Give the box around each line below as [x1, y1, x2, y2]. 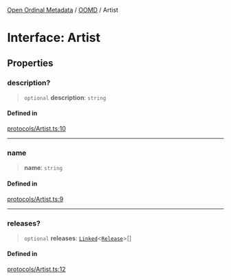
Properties [7, 57, 54, 69]
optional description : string [23, 93, 107, 102]
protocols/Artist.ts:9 [7, 195, 64, 203]
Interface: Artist [7, 30, 101, 45]
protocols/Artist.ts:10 [7, 125, 67, 133]
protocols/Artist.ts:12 [7, 265, 66, 274]
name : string [23, 164, 63, 172]
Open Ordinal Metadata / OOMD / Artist [7, 6, 119, 14]
